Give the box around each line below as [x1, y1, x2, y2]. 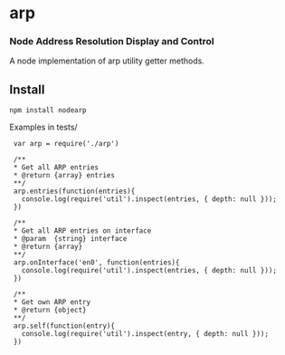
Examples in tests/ [9, 121, 79, 133]
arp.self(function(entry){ [13, 321, 116, 331]
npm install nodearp [9, 106, 88, 115]
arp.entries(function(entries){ [13, 187, 136, 197]
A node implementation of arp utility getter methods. [9, 55, 205, 66]
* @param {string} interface [13, 235, 128, 244]
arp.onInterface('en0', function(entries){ [13, 258, 180, 267]
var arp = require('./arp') [13, 139, 119, 149]
